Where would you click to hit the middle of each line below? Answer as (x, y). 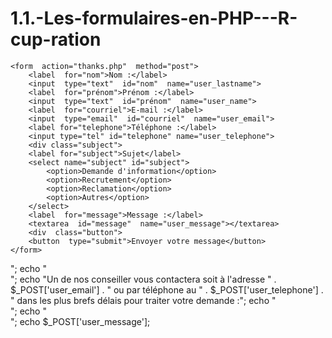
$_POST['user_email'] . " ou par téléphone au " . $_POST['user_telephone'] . (167, 289)
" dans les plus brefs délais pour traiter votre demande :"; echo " (143, 300)
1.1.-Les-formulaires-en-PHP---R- (154, 18)
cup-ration (56, 39)
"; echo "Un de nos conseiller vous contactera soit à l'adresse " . (143, 279)
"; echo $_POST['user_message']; (80, 321)
